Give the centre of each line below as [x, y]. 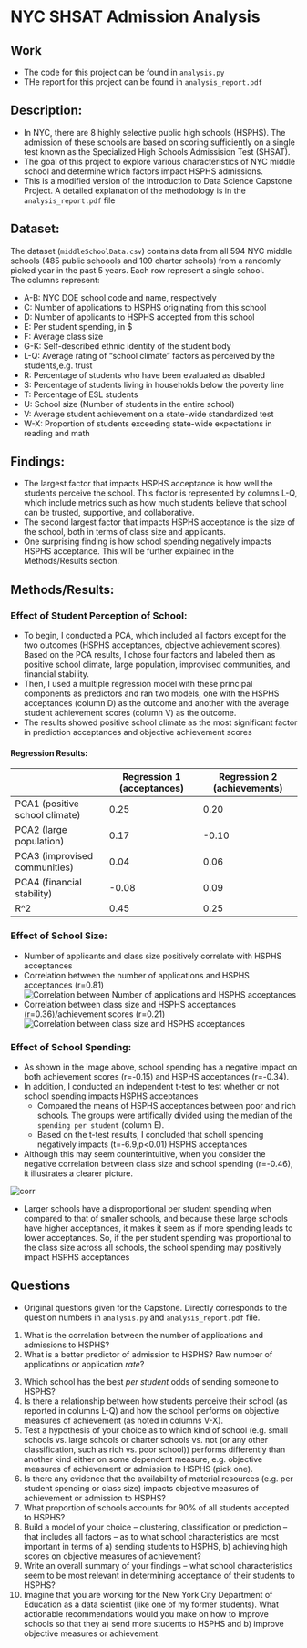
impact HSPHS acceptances [77, 1257]
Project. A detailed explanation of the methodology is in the [135, 190]
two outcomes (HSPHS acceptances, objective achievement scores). [153, 645]
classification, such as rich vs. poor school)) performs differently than [154, 1449]
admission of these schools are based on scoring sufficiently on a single [159, 142]
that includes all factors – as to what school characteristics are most [151, 1536]
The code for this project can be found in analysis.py [124, 72]
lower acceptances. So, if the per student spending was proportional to [157, 1237]
